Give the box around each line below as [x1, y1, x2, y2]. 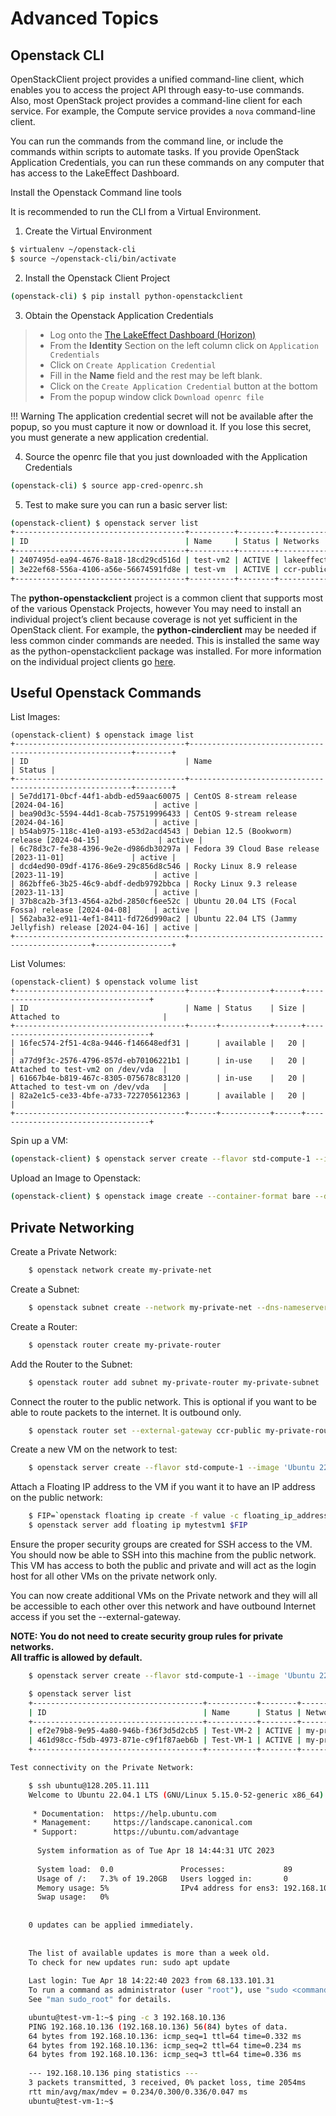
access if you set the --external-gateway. [10, 1611, 182, 1622]
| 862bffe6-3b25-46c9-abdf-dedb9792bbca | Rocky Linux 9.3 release [10, 879, 298, 889]
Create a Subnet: [10, 1283, 80, 1295]
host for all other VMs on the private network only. [10, 1570, 218, 1582]
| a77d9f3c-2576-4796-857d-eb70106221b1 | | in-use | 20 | [10, 1056, 307, 1066]
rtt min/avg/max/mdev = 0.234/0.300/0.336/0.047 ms [28, 2087, 248, 2097]
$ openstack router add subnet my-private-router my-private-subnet [28, 1377, 320, 1387]
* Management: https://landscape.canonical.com [32, 1818, 253, 1828]
